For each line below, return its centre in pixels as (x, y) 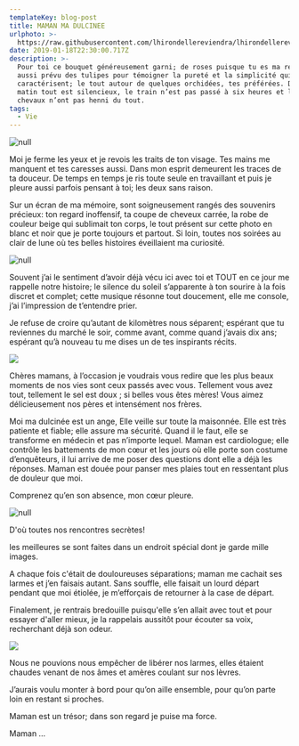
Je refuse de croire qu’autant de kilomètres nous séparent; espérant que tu (147, 323)
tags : (19, 109)
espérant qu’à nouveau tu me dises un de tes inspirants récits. (123, 342)
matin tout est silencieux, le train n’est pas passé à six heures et (151, 92)
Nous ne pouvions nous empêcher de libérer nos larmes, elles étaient (137, 663)
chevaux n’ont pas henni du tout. (81, 100)
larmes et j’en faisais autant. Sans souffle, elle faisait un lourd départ (134, 583)
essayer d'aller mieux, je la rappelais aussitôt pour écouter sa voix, (131, 620)
